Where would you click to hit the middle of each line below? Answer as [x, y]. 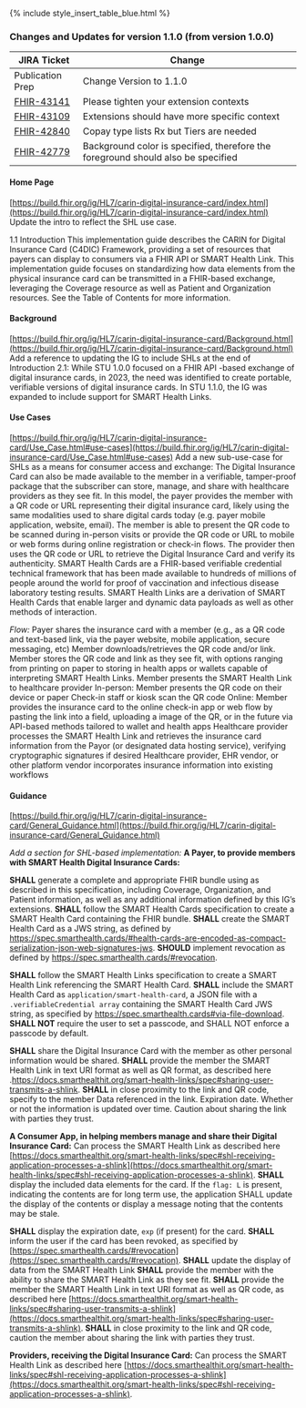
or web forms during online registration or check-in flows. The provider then [153, 544]
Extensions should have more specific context [181, 117]
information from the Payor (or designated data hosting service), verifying [148, 745]
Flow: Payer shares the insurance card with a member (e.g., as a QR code [147, 629]
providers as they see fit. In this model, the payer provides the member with [151, 495]
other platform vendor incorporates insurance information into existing [141, 765]
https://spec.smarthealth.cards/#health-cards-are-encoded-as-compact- [148, 938]
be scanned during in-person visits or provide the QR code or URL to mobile [152, 534]
